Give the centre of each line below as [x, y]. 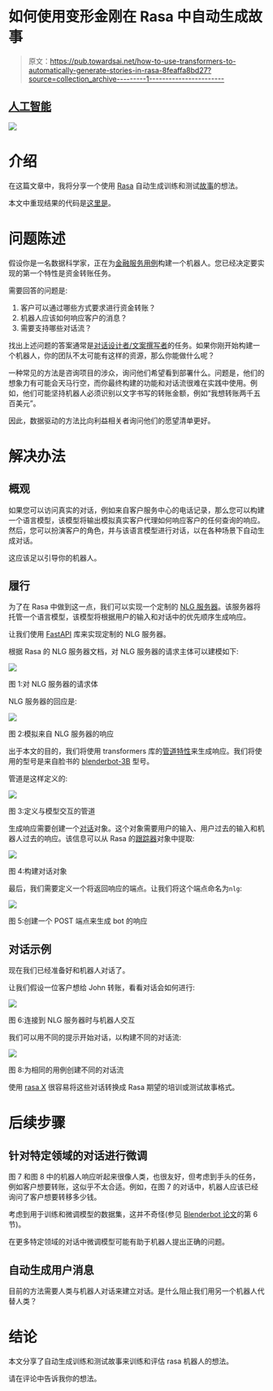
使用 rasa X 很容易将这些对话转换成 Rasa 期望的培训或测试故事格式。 [124, 1088]
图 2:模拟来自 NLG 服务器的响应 [61, 734]
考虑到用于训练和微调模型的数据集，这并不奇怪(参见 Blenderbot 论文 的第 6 [133, 1214]
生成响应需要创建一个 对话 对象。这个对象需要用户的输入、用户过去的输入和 [133, 828]
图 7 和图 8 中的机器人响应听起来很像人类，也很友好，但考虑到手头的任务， [134, 1177]
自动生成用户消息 [51, 1270]
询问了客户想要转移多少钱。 [55, 1197]
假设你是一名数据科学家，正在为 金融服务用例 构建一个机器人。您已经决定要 [133, 263]
